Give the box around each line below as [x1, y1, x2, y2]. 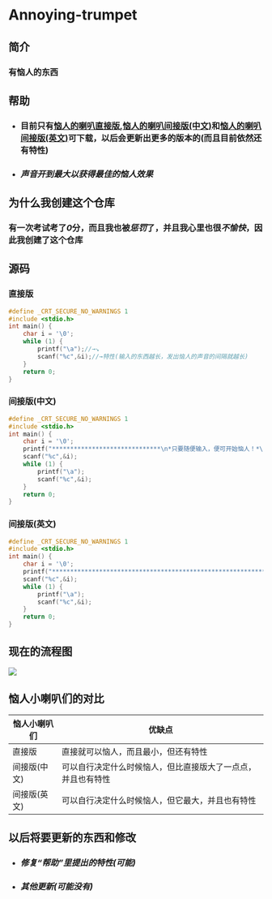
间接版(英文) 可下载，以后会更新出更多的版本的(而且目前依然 [19, 132, 254, 144]
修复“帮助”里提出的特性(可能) [19, 858, 136, 869]
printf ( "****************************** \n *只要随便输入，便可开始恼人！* [23, 445, 260, 454]
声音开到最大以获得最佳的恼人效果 [19, 168, 154, 179]
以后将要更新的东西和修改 [8, 831, 136, 845]
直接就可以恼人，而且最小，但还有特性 [62, 746, 208, 757]
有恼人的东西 [8, 67, 59, 78]
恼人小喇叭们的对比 [8, 692, 104, 706]
